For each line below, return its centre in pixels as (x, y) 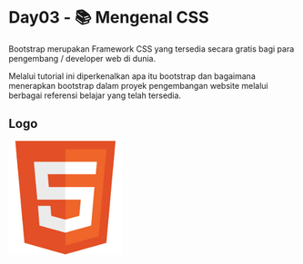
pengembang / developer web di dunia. (82, 58)
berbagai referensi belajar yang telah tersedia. (95, 95)
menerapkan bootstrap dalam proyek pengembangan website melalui (139, 85)
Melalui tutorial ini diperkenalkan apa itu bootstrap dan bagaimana (132, 76)
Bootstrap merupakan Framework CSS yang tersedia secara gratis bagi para (151, 49)
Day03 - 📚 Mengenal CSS (109, 18)
